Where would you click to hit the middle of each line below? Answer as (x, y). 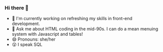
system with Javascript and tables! (47, 34)
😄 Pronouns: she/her (33, 39)
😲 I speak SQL (27, 45)
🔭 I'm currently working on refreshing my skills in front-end (72, 19)
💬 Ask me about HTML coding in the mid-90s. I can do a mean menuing (85, 29)
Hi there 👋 (17, 8)
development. (26, 24)
